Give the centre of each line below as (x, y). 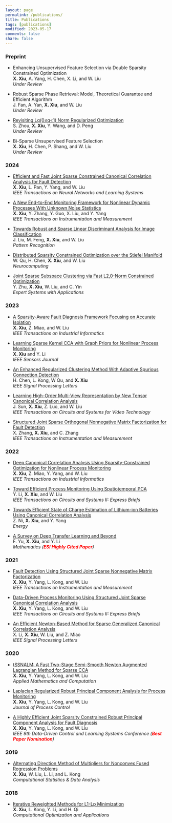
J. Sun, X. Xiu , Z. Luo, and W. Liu (47, 406)
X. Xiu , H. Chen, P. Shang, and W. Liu (52, 147)
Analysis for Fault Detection (42, 182)
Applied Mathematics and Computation (54, 681)
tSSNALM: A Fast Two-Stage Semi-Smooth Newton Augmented (80, 665)
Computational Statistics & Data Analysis (56, 779)
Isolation (22, 322)
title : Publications (27, 19)
